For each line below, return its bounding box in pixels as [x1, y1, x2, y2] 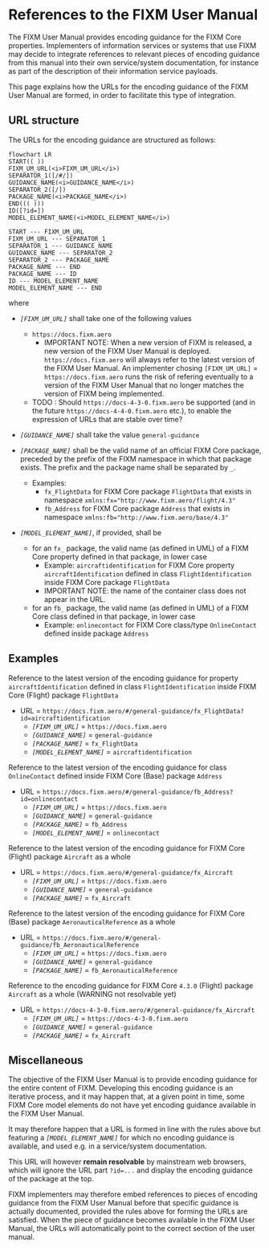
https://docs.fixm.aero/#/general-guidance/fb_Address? [43, 788, 234, 796]
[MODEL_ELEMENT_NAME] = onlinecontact [31, 827, 160, 837]
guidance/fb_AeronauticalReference [19, 941, 140, 949]
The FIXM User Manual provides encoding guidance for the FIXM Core [8, 32, 243, 42]
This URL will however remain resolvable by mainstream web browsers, [8, 1157, 247, 1167]
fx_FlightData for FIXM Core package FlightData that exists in [43, 486, 251, 496]
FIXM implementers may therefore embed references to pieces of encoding [8, 1189, 259, 1199]
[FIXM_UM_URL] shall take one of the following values [19, 313, 192, 323]
